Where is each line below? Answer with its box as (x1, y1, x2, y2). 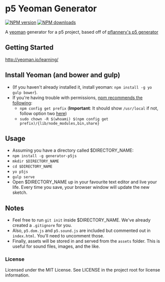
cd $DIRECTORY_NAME (12, 164, 53, 169)
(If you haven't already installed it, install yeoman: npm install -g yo (12, 84, 152, 90)
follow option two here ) (19, 110, 67, 116)
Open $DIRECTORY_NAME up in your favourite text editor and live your (12, 179, 157, 185)
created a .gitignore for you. (12, 223, 73, 228)
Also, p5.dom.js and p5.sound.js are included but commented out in (12, 227, 151, 233)
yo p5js (12, 169, 28, 174)
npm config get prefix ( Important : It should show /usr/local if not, (19, 105, 159, 111)
